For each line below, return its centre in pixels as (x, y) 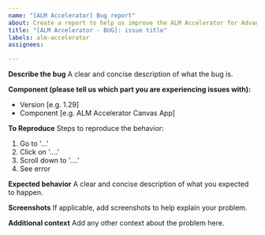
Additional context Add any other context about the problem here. (116, 223)
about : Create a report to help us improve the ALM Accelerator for (123, 23)
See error (35, 169)
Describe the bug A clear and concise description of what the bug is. (121, 74)
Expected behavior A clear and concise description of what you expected (129, 184)
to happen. (26, 192)
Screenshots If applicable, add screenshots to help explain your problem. (128, 208)
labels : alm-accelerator (49, 37)
